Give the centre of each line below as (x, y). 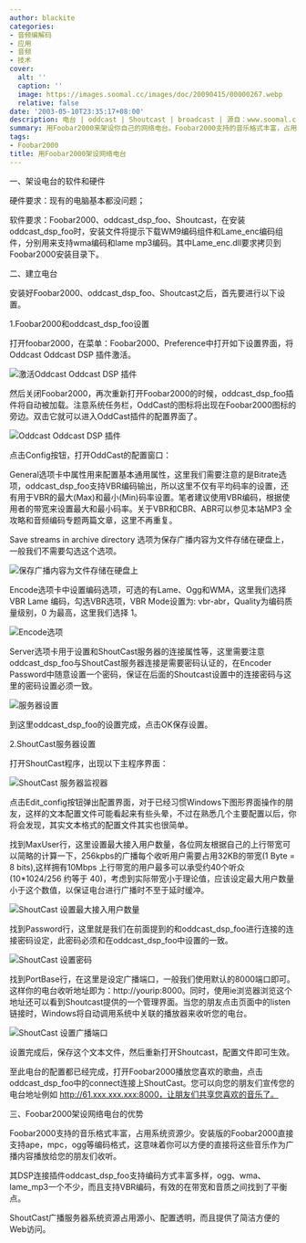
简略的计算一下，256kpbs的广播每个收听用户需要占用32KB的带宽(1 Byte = (156, 856)
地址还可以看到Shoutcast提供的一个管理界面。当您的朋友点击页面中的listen (150, 1002)
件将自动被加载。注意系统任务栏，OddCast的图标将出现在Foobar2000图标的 (153, 405)
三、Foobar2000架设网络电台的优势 (76, 1113)
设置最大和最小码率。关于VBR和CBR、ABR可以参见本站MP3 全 (175, 509)
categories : (32, 26)
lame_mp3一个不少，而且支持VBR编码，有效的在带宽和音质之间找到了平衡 (148, 1186)
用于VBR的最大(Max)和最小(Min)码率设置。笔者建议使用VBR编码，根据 (149, 497)
